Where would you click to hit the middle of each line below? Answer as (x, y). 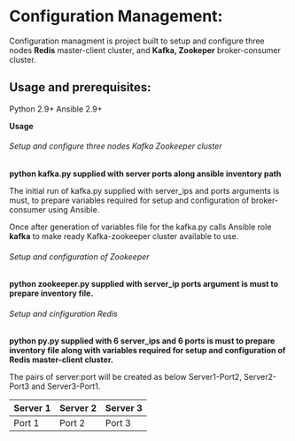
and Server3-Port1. (66, 386)
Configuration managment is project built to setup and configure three (137, 41)
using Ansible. (74, 209)
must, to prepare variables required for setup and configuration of (129, 200)
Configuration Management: (116, 16)
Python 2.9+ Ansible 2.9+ (56, 109)
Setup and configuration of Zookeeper (79, 256)
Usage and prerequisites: (81, 87)
